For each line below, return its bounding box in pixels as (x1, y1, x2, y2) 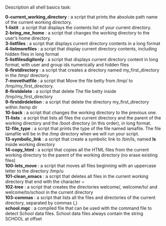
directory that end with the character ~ (5, 178, 85, 184)
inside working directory (5, 141, 55, 147)
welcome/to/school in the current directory (5, 189, 93, 195)
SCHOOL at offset (5, 216, 42, 221)
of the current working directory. (5, 19, 72, 25)
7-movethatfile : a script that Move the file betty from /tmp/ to (5, 77, 133, 83)
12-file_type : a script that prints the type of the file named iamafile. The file (5, 125, 161, 131)
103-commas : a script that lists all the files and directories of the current (5, 194, 156, 200)
